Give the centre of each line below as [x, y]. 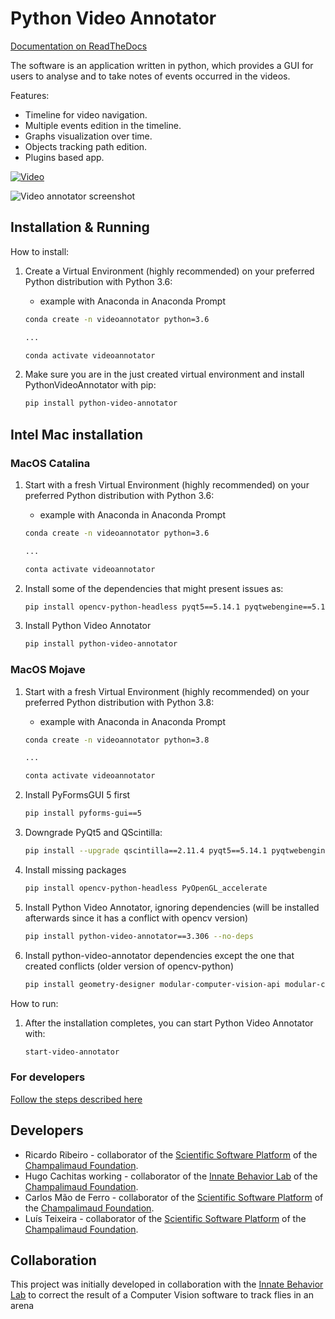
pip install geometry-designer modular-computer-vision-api [152, 984]
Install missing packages [75, 869]
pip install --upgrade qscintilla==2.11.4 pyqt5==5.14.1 [146, 851]
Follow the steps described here [76, 1099]
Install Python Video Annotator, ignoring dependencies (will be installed [172, 907]
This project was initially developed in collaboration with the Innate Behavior [167, 1284]
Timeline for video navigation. [86, 114]
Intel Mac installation [77, 434]
